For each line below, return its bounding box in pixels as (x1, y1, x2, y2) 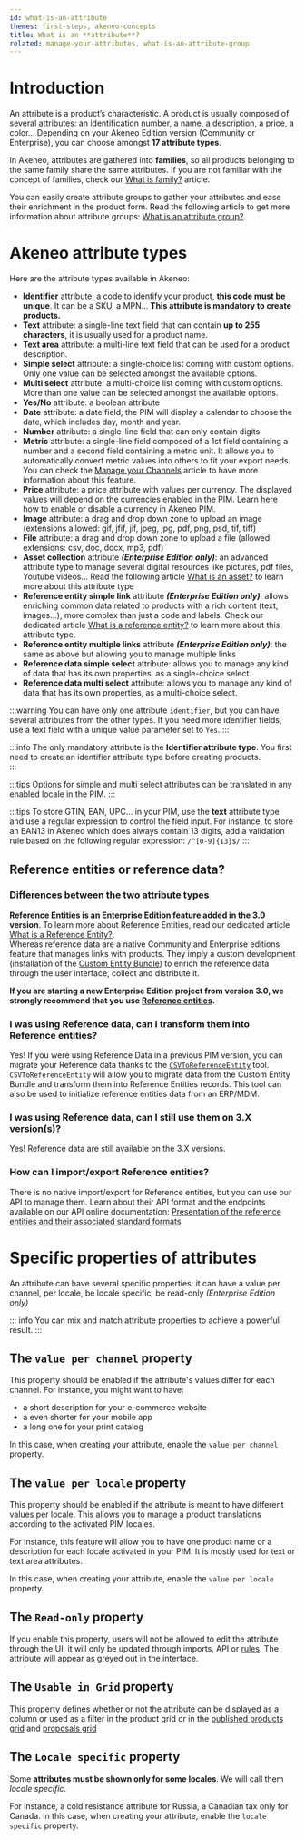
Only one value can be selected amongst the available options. (22, 368, 258, 379)
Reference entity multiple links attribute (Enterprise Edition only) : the (22, 639, 288, 650)
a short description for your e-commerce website (22, 1402, 207, 1413)
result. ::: (9, 1324, 43, 1335)
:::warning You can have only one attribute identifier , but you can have (9, 705, 280, 716)
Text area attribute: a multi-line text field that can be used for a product (22, 339, 290, 351)
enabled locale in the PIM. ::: (9, 788, 116, 799)
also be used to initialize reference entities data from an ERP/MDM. (9, 1089, 261, 1100)
